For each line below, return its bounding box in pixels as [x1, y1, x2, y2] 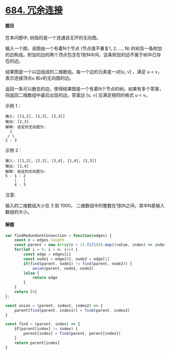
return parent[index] [14, 340, 60, 345]
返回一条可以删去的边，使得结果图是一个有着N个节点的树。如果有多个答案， [5, 86, 164, 92]
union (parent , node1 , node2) [32, 266, 94, 271]
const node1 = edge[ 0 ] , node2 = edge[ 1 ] [23, 256, 110, 262]
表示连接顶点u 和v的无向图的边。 [5, 75, 74, 81]
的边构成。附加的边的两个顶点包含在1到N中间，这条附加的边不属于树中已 [5, 52, 157, 58]
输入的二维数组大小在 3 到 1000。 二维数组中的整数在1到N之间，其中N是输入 [5, 202, 165, 209]
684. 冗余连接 [5, 5, 63, 16]
